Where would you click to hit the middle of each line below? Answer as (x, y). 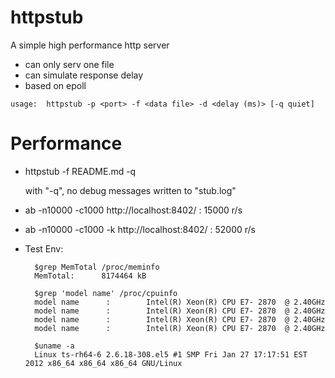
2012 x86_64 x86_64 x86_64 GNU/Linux (103, 363)
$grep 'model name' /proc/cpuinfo (106, 293)
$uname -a (54, 346)
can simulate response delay (84, 75)
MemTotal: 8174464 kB (90, 276)
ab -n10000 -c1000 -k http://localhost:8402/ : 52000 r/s (140, 229)
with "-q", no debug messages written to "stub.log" (130, 190)
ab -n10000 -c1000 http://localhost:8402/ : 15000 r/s (133, 210)
